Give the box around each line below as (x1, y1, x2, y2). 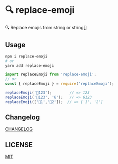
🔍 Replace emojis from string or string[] (5, 24, 87, 30)
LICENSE (5, 140, 33, 149)
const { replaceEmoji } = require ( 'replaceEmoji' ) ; (5, 81, 114, 86)
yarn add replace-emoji (5, 63, 55, 68)
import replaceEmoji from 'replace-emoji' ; (5, 72, 97, 77)
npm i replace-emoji (5, 54, 48, 59)
